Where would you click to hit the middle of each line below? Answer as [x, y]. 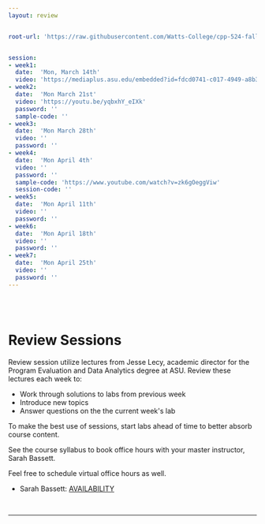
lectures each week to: [45, 378]
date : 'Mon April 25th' [56, 263]
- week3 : [22, 124]
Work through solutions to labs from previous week [103, 394]
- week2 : [22, 87]
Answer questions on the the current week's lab [97, 411]
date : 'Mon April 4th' [54, 160]
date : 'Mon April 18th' [56, 233]
